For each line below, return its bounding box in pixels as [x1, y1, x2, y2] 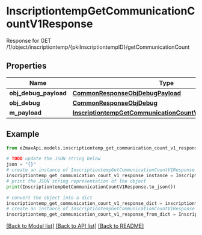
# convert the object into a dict [6, 195, 93, 201]
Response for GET [6, 37, 52, 44]
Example [6, 129, 40, 139]
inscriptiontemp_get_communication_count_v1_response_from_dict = [6, 211, 176, 218]
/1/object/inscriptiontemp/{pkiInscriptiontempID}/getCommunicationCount [6, 43, 190, 51]
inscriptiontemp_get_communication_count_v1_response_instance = [6, 173, 173, 179]
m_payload [9, 108, 42, 117]
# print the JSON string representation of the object [6, 178, 147, 184]
